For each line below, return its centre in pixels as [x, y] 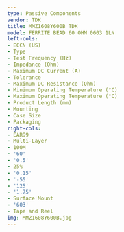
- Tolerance [24, 77]
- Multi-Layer [27, 141]
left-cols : [23, 39]
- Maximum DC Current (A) [44, 71]
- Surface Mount [30, 199]
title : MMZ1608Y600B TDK [42, 26]
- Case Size [24, 115]
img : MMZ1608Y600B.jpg [39, 218]
